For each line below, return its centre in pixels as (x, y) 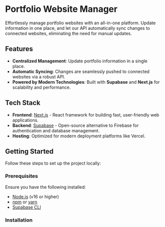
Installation (19, 220)
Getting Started (29, 151)
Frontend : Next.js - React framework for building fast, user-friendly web (86, 114)
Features (19, 49)
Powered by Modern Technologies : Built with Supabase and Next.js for (86, 82)
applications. (25, 120)
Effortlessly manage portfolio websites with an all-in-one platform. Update (81, 23)
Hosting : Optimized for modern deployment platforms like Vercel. (79, 136)
